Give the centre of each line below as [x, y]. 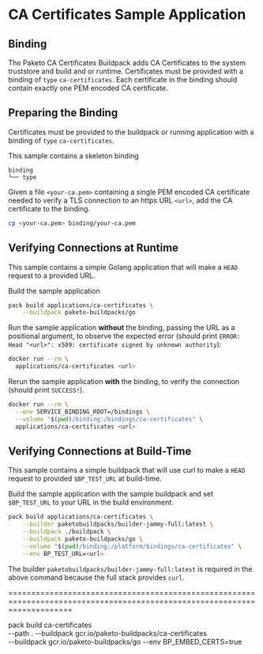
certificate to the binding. [49, 208]
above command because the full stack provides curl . [96, 577]
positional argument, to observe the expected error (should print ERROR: [124, 336]
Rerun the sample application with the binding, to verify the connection [124, 381]
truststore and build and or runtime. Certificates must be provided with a [126, 71]
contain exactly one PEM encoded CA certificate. [88, 88]
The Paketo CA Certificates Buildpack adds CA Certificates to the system [127, 63]
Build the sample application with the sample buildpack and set [111, 494]
